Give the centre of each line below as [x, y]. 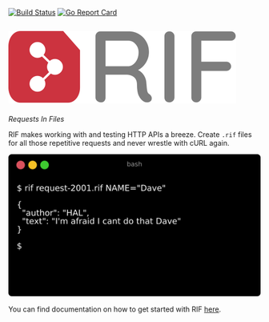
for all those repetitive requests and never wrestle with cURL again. [119, 143]
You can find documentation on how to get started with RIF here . [115, 309]
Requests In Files [36, 119]
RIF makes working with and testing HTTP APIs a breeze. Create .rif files [130, 134]
